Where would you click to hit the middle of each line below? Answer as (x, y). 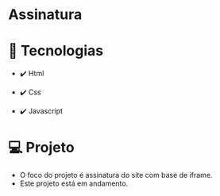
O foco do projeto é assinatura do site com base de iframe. (116, 175)
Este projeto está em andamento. (74, 183)
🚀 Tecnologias (56, 51)
